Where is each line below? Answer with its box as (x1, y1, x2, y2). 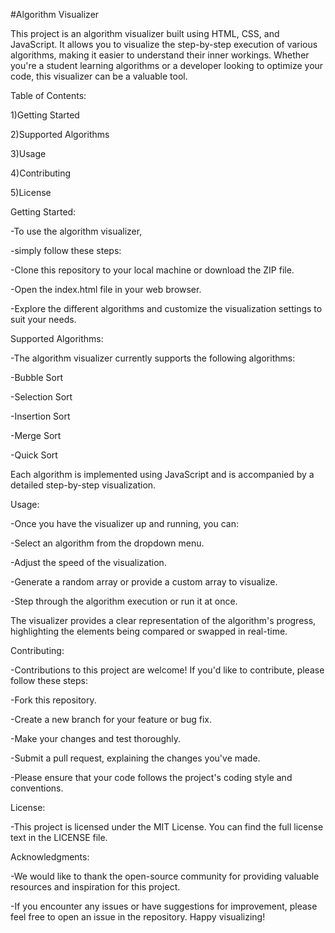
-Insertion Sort (10, 410, 71, 422)
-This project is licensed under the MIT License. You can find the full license (10, 821, 324, 833)
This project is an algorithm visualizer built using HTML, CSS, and (10, 28, 280, 39)
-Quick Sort (10, 449, 58, 461)
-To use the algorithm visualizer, (10, 225, 143, 237)
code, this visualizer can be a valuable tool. (10, 70, 188, 82)
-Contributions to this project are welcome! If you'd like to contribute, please (10, 664, 325, 676)
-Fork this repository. (10, 694, 97, 706)
